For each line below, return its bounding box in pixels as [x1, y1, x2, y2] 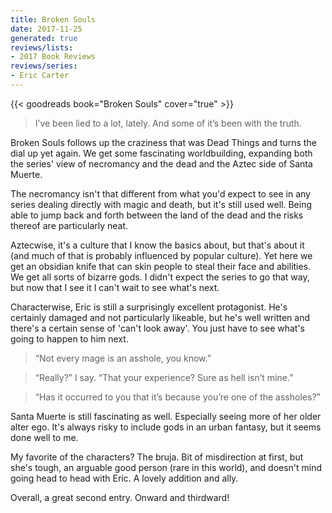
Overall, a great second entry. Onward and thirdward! [10, 491, 230, 503]
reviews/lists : [10, 42, 74, 53]
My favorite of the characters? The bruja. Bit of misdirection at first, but [10, 451, 304, 463]
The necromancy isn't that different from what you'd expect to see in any [10, 187, 311, 200]
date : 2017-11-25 [10, 24, 83, 34]
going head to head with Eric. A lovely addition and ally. [10, 472, 239, 484]
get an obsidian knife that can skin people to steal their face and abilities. [10, 260, 312, 272]
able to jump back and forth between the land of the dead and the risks [10, 209, 304, 221]
